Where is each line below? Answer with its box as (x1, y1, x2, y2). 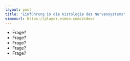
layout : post (5, 7, 32, 12)
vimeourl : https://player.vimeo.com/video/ (5, 16, 95, 21)
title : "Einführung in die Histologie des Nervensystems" (5, 12, 126, 17)
